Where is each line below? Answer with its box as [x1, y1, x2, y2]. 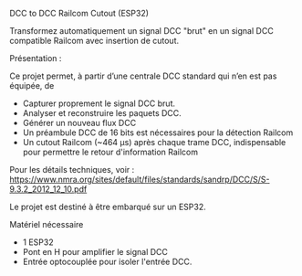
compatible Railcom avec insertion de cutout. [9, 36, 180, 46]
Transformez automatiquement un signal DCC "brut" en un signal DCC [9, 26, 274, 36]
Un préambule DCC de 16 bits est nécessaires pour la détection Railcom [22, 127, 294, 138]
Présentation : [9, 53, 62, 63]
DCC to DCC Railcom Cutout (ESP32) [9, 8, 149, 18]
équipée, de [9, 80, 55, 90]
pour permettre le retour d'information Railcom [22, 146, 199, 157]
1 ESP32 [22, 237, 54, 248]
